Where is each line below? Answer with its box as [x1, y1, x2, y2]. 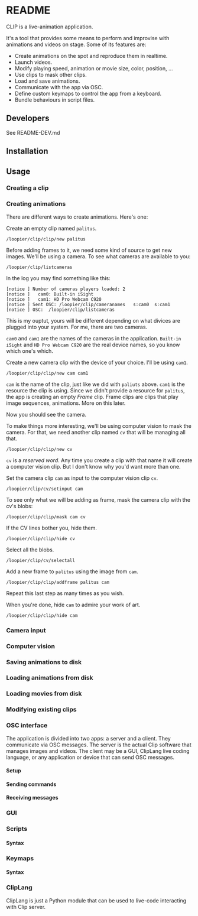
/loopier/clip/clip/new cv [6, 446, 73, 452]
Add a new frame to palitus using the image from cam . [6, 568, 138, 575]
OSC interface [6, 722, 48, 730]
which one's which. [6, 347, 53, 355]
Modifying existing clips [6, 706, 77, 714]
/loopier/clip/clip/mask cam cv [6, 514, 86, 520]
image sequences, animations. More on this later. [6, 399, 126, 407]
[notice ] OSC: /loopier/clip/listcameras [6, 307, 115, 313]
